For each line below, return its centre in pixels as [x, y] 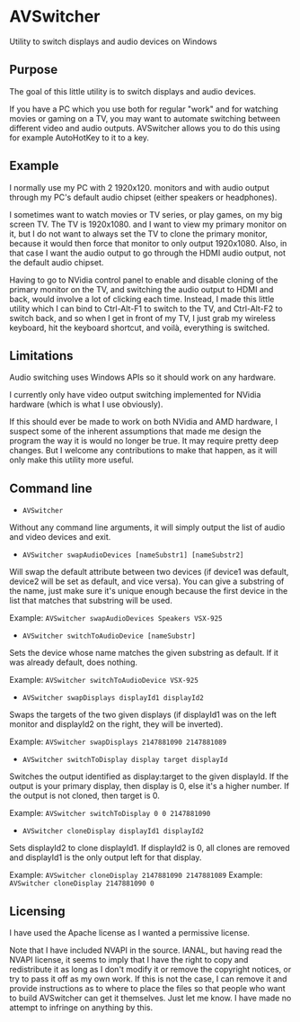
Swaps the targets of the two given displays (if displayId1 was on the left [143, 715]
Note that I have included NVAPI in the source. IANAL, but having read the [146, 950]
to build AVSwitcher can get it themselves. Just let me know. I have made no [150, 998]
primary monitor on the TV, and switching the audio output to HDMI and [141, 289]
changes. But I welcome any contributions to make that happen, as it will [143, 451]
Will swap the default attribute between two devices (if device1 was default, [149, 572]
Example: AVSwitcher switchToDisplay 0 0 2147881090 [110, 813]
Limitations [41, 356]
